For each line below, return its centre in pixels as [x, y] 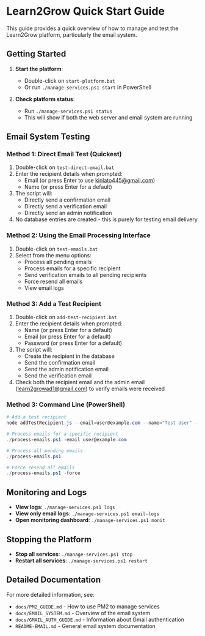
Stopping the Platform [49, 539]
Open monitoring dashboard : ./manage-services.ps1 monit [90, 520]
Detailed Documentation [54, 580]
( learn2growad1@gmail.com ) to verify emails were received [90, 389]
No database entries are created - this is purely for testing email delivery [106, 219]
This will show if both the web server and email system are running [108, 117]
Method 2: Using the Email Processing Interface [78, 235]
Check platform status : [45, 99]
